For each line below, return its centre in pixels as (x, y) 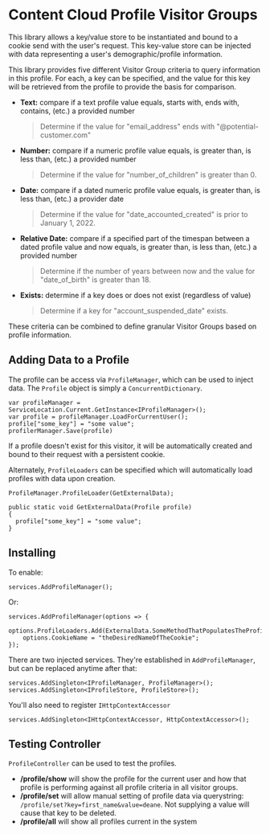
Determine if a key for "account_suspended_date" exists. (134, 310)
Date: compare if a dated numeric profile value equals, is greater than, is (140, 190)
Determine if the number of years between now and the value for (147, 271)
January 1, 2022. (68, 223)
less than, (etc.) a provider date (72, 198)
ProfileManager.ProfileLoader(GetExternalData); (91, 493)
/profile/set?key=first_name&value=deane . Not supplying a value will (135, 804)
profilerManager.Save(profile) (61, 431)
